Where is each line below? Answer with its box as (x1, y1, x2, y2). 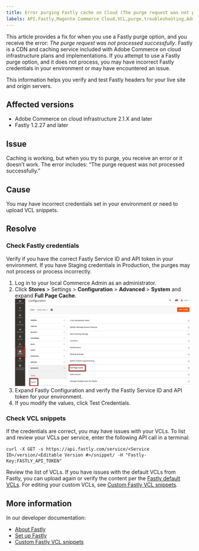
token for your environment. (14, 393, 83, 400)
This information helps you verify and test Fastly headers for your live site (6, 76, 186, 83)
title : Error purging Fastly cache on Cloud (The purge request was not (6, 10, 190, 15)
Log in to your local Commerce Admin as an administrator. (14, 279, 157, 286)
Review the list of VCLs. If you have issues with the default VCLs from (6, 468, 176, 476)
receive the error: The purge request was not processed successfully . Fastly (6, 39, 193, 46)
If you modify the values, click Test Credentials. (14, 399, 131, 407)
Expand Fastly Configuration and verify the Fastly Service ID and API (14, 386, 182, 393)
